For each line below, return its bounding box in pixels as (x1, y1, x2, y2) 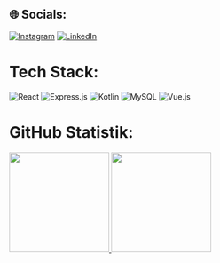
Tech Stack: (9, 62, 99, 82)
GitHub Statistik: (9, 122, 134, 142)
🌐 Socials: (9, 7, 67, 22)
